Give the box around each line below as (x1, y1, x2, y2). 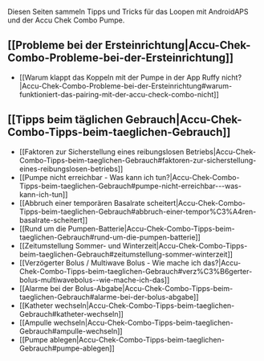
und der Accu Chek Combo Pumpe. (7, 15, 125, 25)
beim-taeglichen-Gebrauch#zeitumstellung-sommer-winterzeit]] (18, 249, 234, 259)
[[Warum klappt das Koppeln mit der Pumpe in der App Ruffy (18, 72, 220, 82)
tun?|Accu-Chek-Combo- (155, 172, 240, 182)
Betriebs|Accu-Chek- (185, 146, 256, 156)
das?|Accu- (202, 257, 242, 268)
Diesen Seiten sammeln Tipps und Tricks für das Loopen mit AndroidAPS (7, 7, 250, 16)
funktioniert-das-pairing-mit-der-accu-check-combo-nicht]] (18, 89, 219, 99)
